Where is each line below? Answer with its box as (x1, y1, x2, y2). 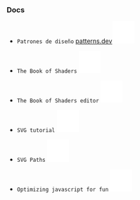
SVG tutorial (16, 127, 56, 134)
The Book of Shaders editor (16, 98, 99, 105)
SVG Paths (16, 157, 46, 164)
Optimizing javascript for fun (16, 186, 109, 194)
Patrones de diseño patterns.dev (16, 37, 113, 45)
